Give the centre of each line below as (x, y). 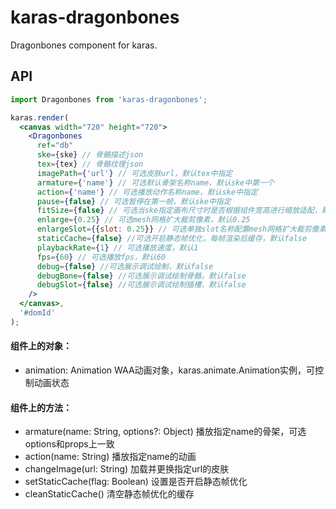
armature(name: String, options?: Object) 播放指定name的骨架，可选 (165, 432)
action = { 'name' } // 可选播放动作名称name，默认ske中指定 (147, 192)
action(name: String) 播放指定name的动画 (110, 457)
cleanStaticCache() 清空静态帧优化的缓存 (109, 494)
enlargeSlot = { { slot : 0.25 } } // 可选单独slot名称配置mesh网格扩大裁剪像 (178, 229)
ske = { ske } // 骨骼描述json (90, 155)
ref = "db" (55, 146)
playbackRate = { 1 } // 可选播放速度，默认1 (117, 247)
